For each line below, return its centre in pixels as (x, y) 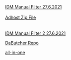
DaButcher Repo (22, 43)
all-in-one (15, 52)
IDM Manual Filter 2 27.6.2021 (35, 33)
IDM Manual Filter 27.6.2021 (34, 7)
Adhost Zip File (21, 17)
